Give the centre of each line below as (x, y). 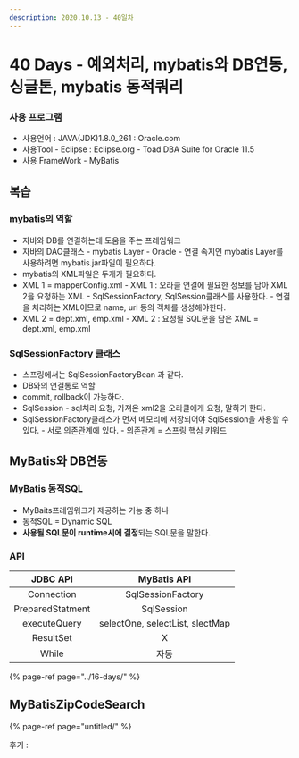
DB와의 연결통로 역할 (58, 386)
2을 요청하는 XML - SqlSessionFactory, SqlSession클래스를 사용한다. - (148, 296)
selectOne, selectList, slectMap (164, 624)
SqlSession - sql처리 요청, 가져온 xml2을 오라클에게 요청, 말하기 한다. (144, 408)
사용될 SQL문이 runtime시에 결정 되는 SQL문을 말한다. (116, 532)
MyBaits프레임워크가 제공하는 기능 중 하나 (96, 510)
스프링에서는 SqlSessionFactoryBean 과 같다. (103, 375)
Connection (52, 594)
